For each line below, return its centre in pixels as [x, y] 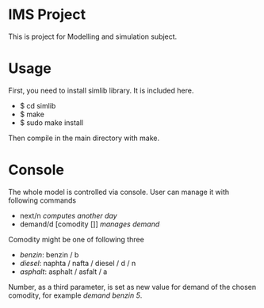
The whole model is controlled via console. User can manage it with [119, 192]
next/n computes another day [68, 215]
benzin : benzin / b [49, 254]
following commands [42, 200]
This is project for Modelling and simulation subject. [93, 36]
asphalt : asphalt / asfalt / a [63, 272]
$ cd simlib [38, 105]
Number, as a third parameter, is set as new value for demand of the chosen [132, 287]
